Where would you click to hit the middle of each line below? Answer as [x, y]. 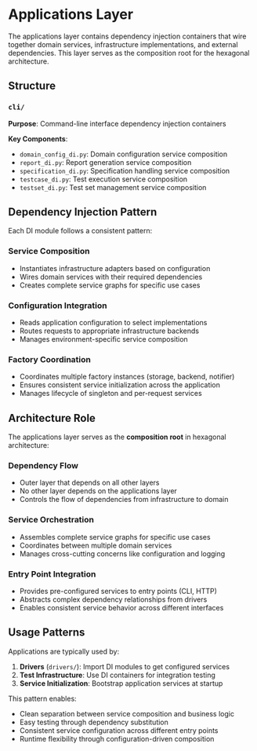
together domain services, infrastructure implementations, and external [123, 44]
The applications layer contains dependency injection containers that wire [127, 36]
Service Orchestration [51, 520]
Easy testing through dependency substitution [94, 722]
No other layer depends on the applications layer [98, 491]
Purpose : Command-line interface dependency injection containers [118, 123]
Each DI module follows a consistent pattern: [80, 231]
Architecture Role [52, 418]
